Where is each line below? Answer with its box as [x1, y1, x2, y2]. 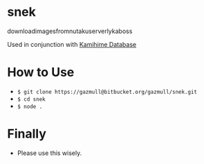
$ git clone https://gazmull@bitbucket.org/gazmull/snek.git [17, 88, 198, 95]
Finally [7, 126, 47, 142]
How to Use [7, 65, 75, 80]
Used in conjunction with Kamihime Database [7, 40, 137, 48]
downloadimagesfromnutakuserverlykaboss [7, 27, 133, 35]
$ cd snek [17, 96, 46, 103]
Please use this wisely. [17, 149, 82, 157]
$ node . [17, 103, 43, 110]
